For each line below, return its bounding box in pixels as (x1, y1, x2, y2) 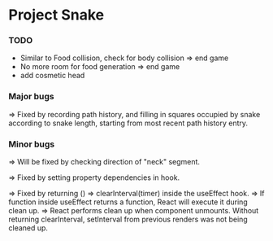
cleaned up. (8, 223, 49, 233)
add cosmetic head (19, 71, 85, 81)
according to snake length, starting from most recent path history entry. (8, 118, 249, 128)
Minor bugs (8, 138, 55, 150)
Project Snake (8, 6, 104, 24)
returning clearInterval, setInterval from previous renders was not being (8, 214, 248, 225)
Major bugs (8, 91, 54, 103)
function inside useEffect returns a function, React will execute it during (8, 197, 248, 207)
